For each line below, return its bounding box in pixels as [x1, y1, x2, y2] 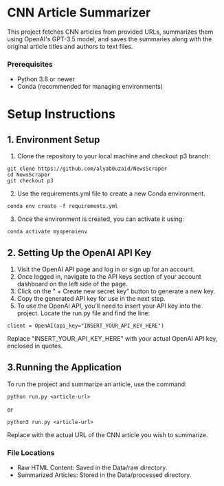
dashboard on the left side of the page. [16, 280, 128, 288]
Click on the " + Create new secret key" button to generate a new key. [16, 287, 216, 295]
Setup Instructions [7, 107, 115, 122]
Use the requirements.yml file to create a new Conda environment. [16, 189, 206, 198]
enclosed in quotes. [7, 342, 63, 350]
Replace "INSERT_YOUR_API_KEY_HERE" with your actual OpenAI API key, [7, 335, 218, 343]
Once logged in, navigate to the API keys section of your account [16, 273, 201, 281]
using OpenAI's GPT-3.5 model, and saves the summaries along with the [7, 34, 212, 43]
